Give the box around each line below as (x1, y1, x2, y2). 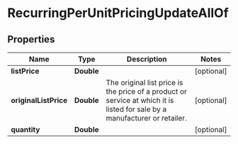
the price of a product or (106, 87, 188, 96)
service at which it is (106, 96, 174, 105)
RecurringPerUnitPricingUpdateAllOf (7, 5, 229, 21)
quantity (11, 125, 40, 134)
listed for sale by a (106, 104, 167, 114)
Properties (7, 33, 55, 45)
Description (126, 55, 168, 64)
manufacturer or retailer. (106, 113, 188, 123)
